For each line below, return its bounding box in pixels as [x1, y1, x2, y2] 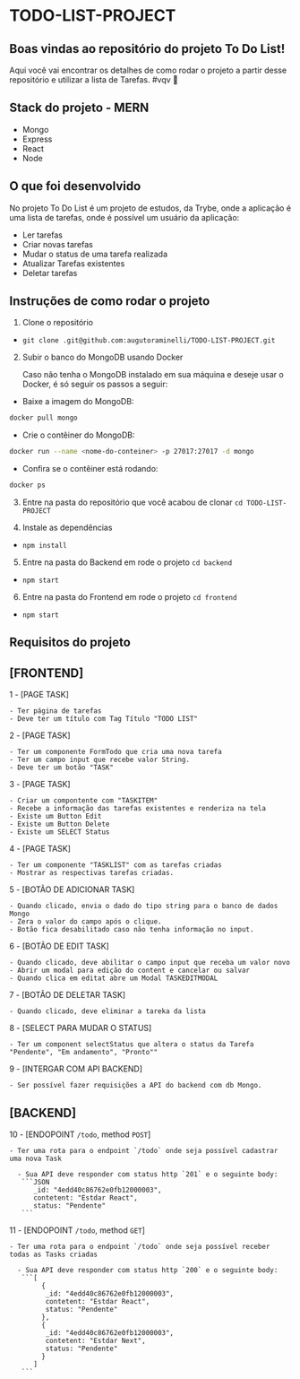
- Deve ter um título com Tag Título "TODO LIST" [9, 715, 199, 724]
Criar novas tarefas [21, 239, 94, 249]
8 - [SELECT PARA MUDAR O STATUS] [9, 1023, 152, 1034]
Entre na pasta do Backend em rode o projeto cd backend [21, 557, 233, 568]
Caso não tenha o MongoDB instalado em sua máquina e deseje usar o [21, 369, 284, 380]
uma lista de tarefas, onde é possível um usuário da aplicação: [9, 212, 240, 222]
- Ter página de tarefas [9, 707, 102, 716]
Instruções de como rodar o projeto [9, 293, 210, 309]
